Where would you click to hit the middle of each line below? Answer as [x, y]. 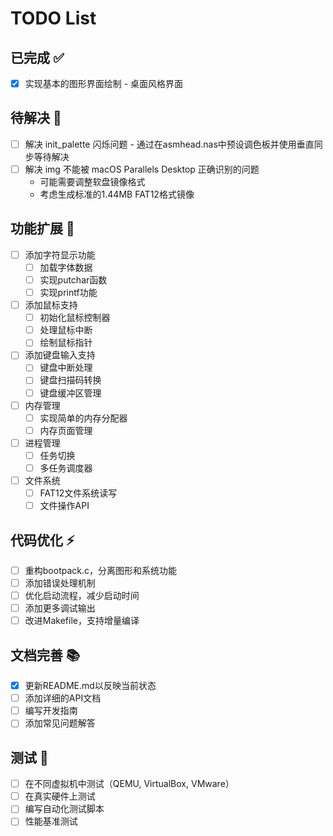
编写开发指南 [51, 711]
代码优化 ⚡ [42, 540]
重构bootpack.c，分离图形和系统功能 [101, 570]
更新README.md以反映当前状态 [90, 686]
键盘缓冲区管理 [70, 393]
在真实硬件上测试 [60, 796]
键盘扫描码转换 [70, 380]
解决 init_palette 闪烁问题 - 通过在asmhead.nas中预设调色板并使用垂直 [169, 144]
